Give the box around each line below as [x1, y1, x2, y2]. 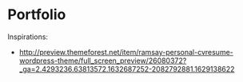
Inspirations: [7, 32, 49, 41]
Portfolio [7, 6, 66, 24]
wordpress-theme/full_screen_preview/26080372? [18, 56, 187, 65]
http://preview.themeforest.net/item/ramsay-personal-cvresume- [18, 47, 233, 57]
